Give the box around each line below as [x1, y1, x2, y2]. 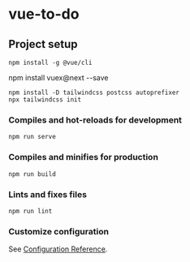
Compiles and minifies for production [8, 152, 158, 163]
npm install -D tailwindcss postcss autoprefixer [8, 88, 180, 97]
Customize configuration [8, 225, 110, 237]
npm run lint [8, 207, 53, 215]
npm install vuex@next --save [8, 73, 109, 82]
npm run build [8, 170, 57, 178]
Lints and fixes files [8, 188, 88, 200]
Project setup [8, 37, 79, 51]
